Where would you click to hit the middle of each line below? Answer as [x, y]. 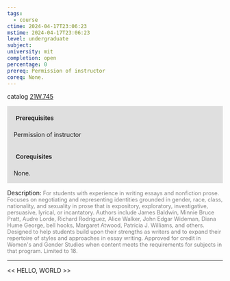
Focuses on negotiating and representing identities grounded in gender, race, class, [115, 200]
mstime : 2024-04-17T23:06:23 [49, 33]
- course [26, 20]
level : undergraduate [38, 39]
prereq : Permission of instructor [56, 71]
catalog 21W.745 [30, 97]
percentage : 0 [27, 64]
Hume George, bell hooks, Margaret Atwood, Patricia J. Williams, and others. [106, 226]
